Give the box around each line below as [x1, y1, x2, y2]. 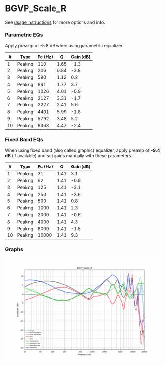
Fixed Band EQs [5, 136, 43, 143]
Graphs [5, 246, 23, 253]
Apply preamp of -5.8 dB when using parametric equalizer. [5, 43, 124, 49]
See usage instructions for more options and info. [5, 19, 106, 25]
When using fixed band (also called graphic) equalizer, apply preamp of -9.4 [5, 147, 161, 153]
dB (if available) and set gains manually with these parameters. [5, 153, 133, 159]
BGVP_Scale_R [5, 3, 67, 14]
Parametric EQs [5, 32, 43, 38]
